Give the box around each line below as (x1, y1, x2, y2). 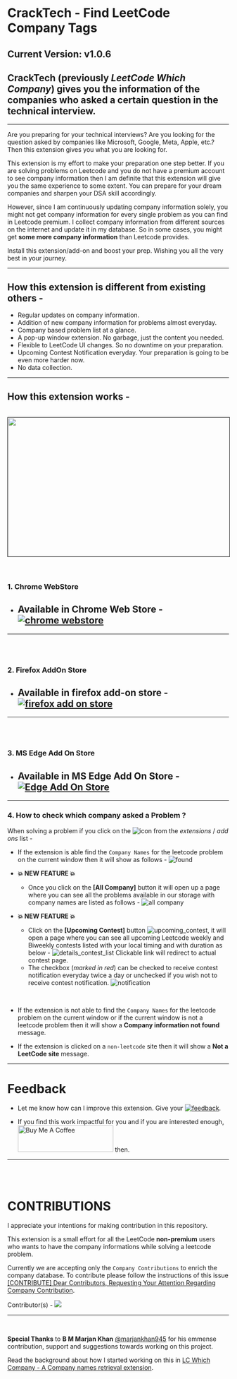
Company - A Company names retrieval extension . (7, 1363, 154, 1372)
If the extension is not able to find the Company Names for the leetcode (17, 1005, 217, 1014)
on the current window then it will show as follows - (17, 855, 167, 864)
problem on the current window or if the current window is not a (17, 1013, 203, 1022)
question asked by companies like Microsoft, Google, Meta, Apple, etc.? (7, 138, 215, 146)
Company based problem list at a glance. (17, 326, 137, 335)
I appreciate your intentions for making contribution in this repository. (7, 1222, 208, 1230)
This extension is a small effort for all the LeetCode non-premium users (7, 1235, 216, 1243)
